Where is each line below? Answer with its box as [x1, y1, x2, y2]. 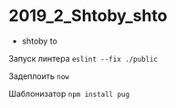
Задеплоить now [8, 70, 69, 82]
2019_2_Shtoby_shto [8, 5, 168, 26]
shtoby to [21, 35, 58, 46]
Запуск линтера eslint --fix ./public [8, 53, 159, 64]
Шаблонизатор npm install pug [8, 88, 129, 99]
